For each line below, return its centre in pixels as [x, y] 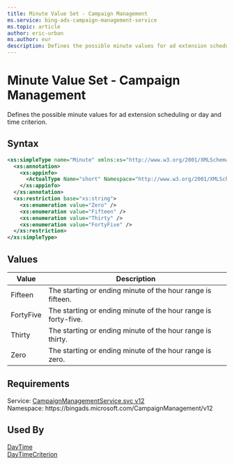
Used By [26, 430]
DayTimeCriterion [32, 454]
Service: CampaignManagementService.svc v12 [76, 400]
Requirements [38, 384]
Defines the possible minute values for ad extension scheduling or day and [114, 114]
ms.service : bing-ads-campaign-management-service [82, 20]
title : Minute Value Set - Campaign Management [78, 14]
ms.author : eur [29, 40]
